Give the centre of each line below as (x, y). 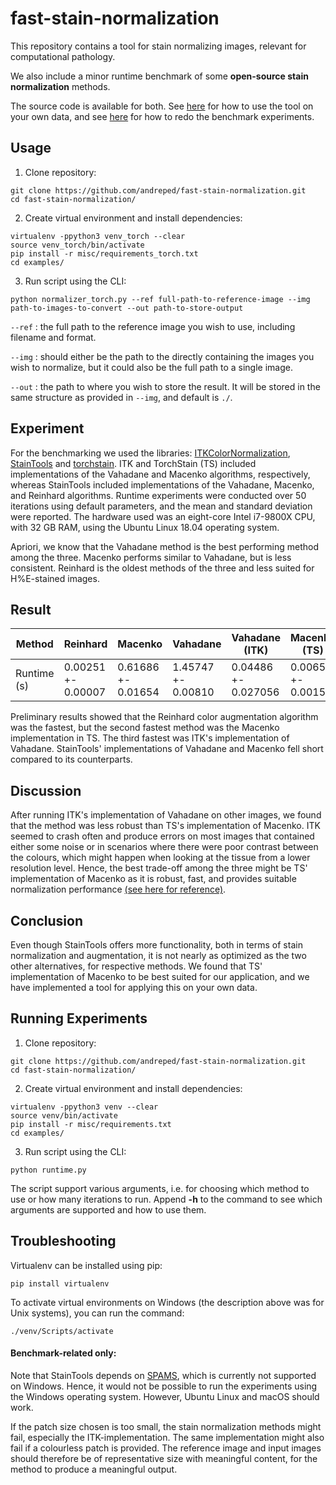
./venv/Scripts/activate (62, 1331)
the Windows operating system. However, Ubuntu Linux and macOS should (165, 1396)
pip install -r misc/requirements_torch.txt (104, 253)
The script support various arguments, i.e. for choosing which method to (160, 1188)
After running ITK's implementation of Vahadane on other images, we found (166, 815)
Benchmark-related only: (63, 1353)
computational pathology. (63, 56)
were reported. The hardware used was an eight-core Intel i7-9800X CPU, (163, 516)
